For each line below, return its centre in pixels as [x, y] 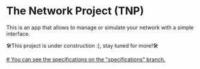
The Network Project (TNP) [75, 11]
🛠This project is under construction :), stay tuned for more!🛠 [82, 45]
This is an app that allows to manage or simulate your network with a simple [100, 27]
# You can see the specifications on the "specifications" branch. [86, 59]
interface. [18, 33]
